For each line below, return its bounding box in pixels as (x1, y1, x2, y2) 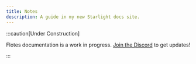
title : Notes (6, 8, 38, 15)
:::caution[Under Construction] (6, 30, 80, 37)
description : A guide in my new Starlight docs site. (6, 14, 140, 20)
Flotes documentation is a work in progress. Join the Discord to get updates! (6, 41, 191, 48)
